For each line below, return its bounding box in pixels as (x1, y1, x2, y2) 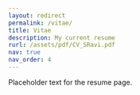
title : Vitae (8, 26, 52, 34)
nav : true (8, 48, 41, 56)
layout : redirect (8, 11, 66, 20)
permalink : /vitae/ (8, 19, 73, 27)
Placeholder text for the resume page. (8, 77, 133, 87)
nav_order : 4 (8, 56, 52, 64)
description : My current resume (8, 33, 115, 42)
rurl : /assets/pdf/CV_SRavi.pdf (8, 41, 115, 49)
